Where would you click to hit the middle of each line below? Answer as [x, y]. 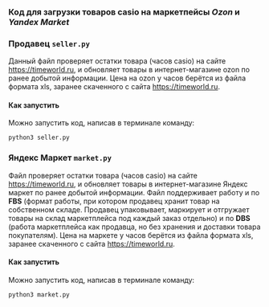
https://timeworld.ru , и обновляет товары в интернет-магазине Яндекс [128, 184]
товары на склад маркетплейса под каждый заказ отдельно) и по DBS [129, 218]
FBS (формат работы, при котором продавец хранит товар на [114, 201]
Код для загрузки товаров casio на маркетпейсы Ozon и [124, 12]
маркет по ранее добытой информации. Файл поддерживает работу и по [134, 192]
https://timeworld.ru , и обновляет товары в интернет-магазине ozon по [129, 70]
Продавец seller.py [49, 43]
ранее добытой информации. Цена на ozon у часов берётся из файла [127, 78]
